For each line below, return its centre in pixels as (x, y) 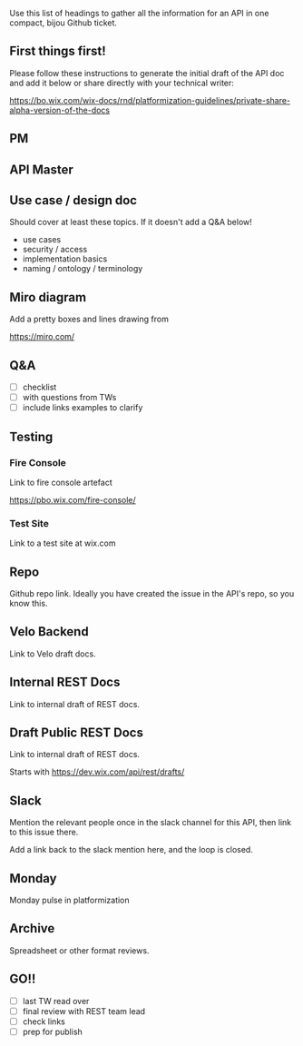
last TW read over (56, 1001)
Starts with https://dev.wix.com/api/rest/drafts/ (97, 772)
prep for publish (53, 1031)
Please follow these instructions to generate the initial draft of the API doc (147, 73)
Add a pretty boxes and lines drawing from (89, 319)
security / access (55, 250)
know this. (29, 604)
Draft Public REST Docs (76, 733)
